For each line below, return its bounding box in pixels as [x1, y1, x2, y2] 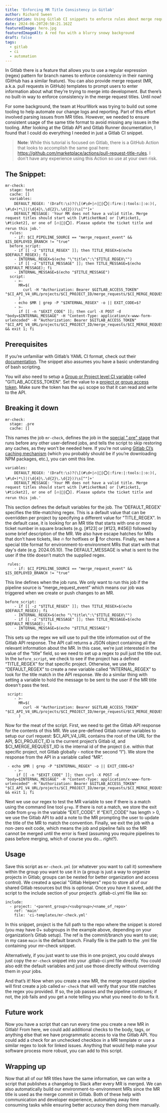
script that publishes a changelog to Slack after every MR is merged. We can [5, 1081, 162, 1087]
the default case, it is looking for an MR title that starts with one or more [5, 520, 152, 526]
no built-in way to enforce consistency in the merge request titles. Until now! [5, 94, 162, 100]
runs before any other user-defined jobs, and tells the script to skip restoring [5, 440, 162, 446]
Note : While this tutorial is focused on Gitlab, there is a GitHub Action [17, 140, 159, 146]
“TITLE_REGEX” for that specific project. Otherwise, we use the [5, 661, 135, 667]
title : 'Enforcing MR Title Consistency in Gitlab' [5, 7, 114, 12]
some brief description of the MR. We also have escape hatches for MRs [5, 531, 154, 537]
